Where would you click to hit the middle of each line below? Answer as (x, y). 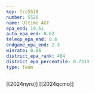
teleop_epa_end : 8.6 (32, 39)
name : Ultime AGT (28, 23)
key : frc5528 (22, 12)
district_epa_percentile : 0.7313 (48, 61)
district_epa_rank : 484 (36, 56)
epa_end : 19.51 (25, 28)
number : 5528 (22, 17)
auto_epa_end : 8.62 (30, 34)
